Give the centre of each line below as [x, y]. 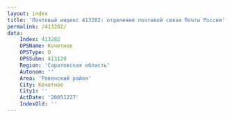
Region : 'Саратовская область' [65, 65]
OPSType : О [35, 53]
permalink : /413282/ [37, 26]
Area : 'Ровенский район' [56, 78]
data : [15, 33]
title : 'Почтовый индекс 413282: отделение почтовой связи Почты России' [116, 20]
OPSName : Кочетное [46, 46]
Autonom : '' [37, 71]
